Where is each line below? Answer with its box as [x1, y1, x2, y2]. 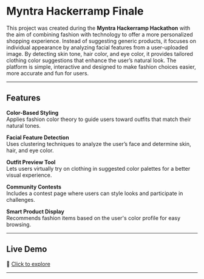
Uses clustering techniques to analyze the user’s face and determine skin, [6, 140, 191, 147]
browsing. [6, 221, 32, 228]
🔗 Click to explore [6, 260, 50, 267]
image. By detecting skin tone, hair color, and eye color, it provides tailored [6, 50, 193, 57]
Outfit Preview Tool [6, 158, 56, 165]
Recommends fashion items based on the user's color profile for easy [6, 214, 181, 221]
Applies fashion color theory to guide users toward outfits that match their [6, 115, 191, 123]
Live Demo [6, 244, 47, 255]
